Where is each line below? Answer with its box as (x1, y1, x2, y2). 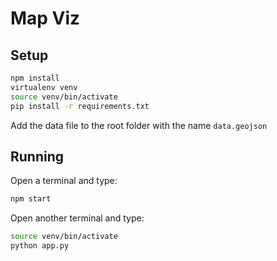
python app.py (10, 241, 70, 251)
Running (10, 148, 65, 165)
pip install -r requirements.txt (10, 101, 150, 111)
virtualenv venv (10, 82, 78, 92)
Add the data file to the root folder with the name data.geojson (10, 119, 268, 131)
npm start (10, 194, 52, 204)
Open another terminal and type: (10, 212, 145, 224)
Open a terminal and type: (10, 175, 118, 187)
